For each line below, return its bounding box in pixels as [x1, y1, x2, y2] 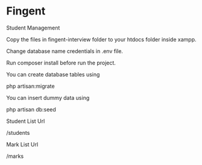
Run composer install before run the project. [6, 59, 116, 66]
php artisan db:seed [6, 105, 56, 113]
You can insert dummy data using [6, 94, 90, 101]
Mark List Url [6, 140, 39, 148]
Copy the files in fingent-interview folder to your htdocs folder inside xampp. [6, 36, 197, 43]
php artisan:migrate [6, 82, 55, 90]
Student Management [6, 24, 60, 31]
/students [6, 129, 30, 136]
